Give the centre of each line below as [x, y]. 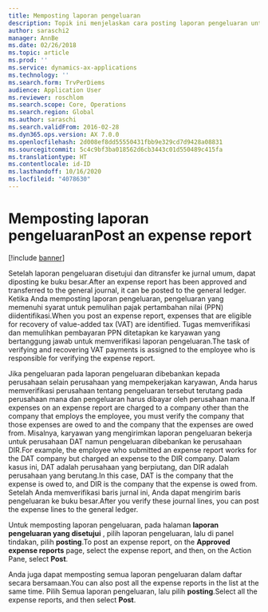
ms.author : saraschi [43, 120]
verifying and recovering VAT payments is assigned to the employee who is [132, 349]
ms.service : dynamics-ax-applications [73, 68]
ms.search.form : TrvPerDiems [57, 82]
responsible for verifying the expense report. [82, 358]
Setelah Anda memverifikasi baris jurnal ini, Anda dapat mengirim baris [124, 492]
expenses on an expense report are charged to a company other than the [128, 407]
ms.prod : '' [28, 61]
